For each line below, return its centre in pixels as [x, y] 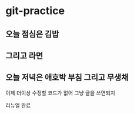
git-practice [35, 11]
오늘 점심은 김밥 [32, 34]
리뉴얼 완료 [18, 105]
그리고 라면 [24, 56]
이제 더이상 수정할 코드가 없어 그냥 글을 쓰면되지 [61, 93]
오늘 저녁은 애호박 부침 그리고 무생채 [67, 78]
